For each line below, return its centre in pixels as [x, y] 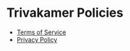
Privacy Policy [37, 39]
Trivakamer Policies [65, 13]
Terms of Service [41, 32]
